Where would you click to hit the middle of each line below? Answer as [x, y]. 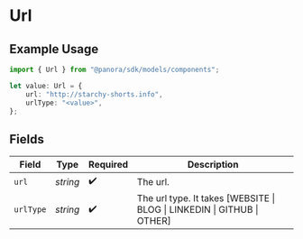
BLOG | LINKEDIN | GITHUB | [197, 210]
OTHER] [154, 221]
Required [109, 165]
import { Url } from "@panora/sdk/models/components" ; [115, 69]
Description [213, 165]
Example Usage [54, 49]
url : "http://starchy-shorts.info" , [95, 94]
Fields [27, 139]
